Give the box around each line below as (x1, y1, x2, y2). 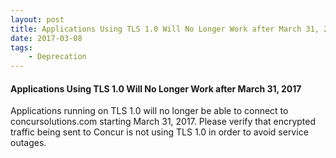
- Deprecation (28, 52, 87, 62)
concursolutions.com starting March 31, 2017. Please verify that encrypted (10, 116, 317, 128)
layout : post (10, 14, 65, 25)
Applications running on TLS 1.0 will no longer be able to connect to (10, 105, 289, 117)
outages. (10, 137, 47, 149)
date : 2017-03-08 (10, 33, 83, 43)
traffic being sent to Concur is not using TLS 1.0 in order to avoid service (10, 126, 309, 138)
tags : (10, 42, 33, 53)
